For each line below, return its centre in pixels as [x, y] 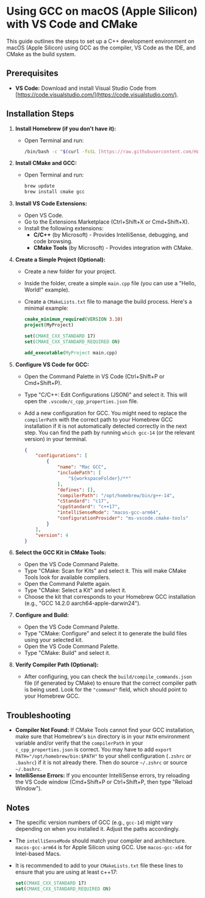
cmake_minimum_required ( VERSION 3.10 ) [74, 319]
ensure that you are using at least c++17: [66, 872]
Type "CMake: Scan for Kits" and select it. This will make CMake [105, 571]
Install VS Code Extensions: [51, 203]
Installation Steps [40, 114]
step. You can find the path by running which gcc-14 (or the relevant [110, 433]
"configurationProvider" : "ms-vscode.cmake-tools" [123, 518]
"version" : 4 [52, 535]
